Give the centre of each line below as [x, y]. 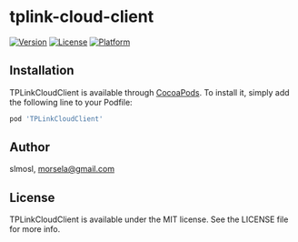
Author [30, 147]
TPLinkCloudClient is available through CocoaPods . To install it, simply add [149, 92]
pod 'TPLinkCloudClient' [56, 119]
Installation [42, 71]
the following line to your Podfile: [71, 102]
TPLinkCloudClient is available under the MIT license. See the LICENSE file [149, 219]
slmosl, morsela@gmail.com [62, 169]
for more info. [35, 229]
